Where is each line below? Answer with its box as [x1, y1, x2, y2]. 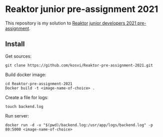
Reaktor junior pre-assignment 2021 [5, 3, 158, 15]
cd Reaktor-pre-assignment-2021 [5, 81, 72, 86]
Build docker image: [5, 71, 46, 77]
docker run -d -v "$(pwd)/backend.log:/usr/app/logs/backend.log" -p [5, 122, 153, 127]
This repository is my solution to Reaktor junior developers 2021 [5, 20, 136, 26]
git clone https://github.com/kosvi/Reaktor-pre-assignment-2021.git [5, 62, 153, 68]
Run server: [5, 112, 29, 118]
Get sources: [5, 53, 31, 59]
